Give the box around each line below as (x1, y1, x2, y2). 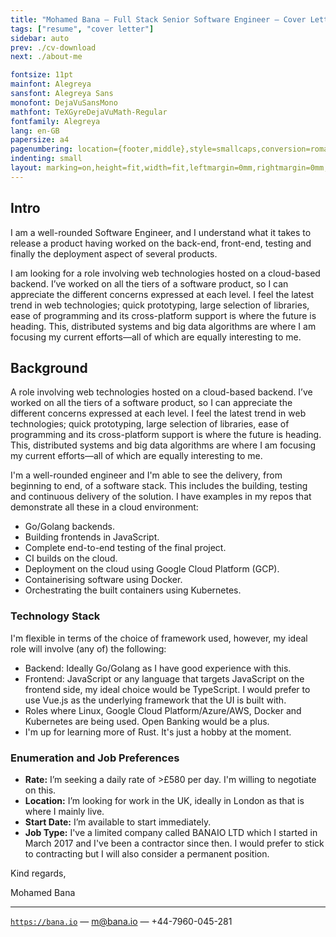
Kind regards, (10, 867, 67, 879)
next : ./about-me (10, 52, 83, 62)
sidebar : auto (10, 33, 70, 43)
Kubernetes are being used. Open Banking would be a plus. (24, 715, 270, 727)
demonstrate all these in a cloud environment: (10, 501, 199, 513)
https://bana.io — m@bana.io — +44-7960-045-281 (10, 915, 233, 927)
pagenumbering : (10, 144, 74, 155)
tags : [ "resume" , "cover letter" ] (10, 24, 155, 34)
